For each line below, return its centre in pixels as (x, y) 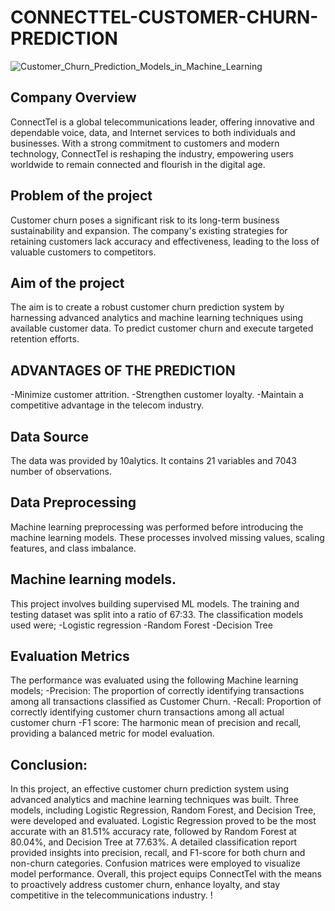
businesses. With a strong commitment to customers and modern (145, 143)
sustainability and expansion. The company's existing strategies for (149, 230)
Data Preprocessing (73, 502)
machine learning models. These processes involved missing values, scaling (167, 537)
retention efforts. (45, 339)
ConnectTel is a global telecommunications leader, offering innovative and (162, 122)
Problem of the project (81, 196)
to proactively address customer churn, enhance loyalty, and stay (145, 885)
